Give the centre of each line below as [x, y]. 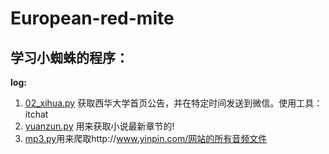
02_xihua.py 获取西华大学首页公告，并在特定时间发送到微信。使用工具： [173, 103]
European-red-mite [92, 18]
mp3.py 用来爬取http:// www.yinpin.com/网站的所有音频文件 [146, 138]
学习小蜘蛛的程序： [69, 57]
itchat [36, 114]
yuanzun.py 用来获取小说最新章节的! [99, 126]
